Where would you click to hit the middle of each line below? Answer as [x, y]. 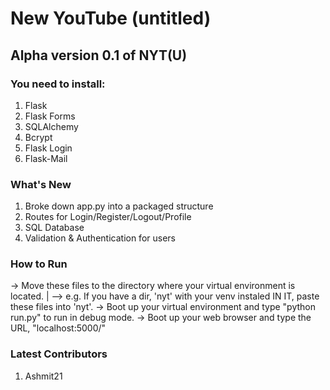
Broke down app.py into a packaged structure [119, 206]
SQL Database [54, 228]
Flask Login [48, 148]
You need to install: [58, 84]
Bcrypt [38, 137]
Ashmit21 [43, 376]
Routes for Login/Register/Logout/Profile [108, 217]
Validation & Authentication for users [100, 238]
